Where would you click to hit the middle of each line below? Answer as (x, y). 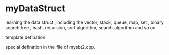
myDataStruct (35, 9)
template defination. (26, 37)
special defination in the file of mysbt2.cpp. (50, 47)
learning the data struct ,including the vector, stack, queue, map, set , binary (84, 22)
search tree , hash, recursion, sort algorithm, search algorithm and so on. (81, 27)
